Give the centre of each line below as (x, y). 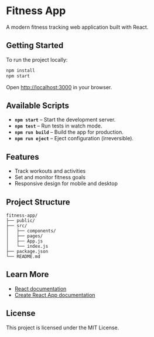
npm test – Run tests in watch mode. (58, 126)
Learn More (28, 274)
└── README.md (23, 257)
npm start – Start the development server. (65, 120)
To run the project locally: (37, 59)
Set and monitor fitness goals (50, 177)
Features (23, 157)
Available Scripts (37, 105)
